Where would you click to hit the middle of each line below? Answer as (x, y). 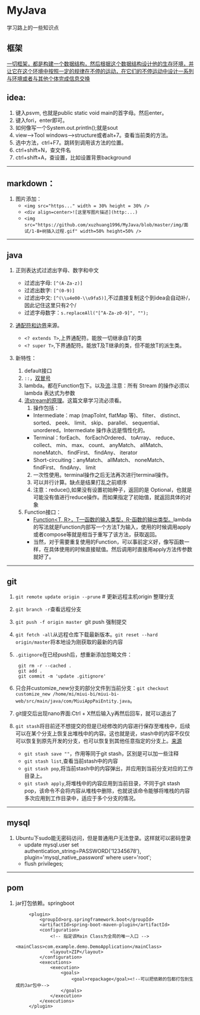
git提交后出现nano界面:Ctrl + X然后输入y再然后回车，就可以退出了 (96, 713)
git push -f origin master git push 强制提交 (71, 622)
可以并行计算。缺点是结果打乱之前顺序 (80, 482)
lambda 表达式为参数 (50, 393)
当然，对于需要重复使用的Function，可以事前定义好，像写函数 (109, 542)
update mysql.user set (51, 844)
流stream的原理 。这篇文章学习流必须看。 (74, 401)
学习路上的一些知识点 (33, 27)
